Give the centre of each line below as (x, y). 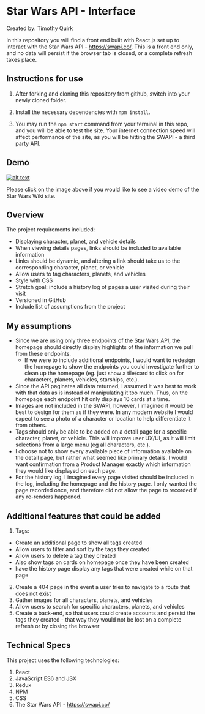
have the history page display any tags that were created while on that (104, 569)
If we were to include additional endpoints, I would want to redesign (110, 360)
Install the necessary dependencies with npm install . (83, 112)
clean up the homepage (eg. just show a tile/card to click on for (104, 373)
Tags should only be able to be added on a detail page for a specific (101, 432)
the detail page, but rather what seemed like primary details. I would (101, 458)
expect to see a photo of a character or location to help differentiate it (103, 419)
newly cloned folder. (41, 100)
